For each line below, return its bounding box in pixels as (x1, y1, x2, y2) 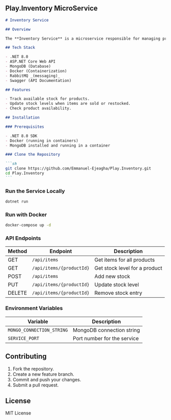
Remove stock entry (94, 290, 142, 297)
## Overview (5, 26, 31, 32)
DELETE (8, 290, 27, 297)
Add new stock (94, 273, 131, 280)
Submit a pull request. (12, 382, 59, 388)
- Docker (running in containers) (5, 138, 79, 143)
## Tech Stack (5, 45, 36, 50)
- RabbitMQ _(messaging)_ (5, 73, 60, 78)
